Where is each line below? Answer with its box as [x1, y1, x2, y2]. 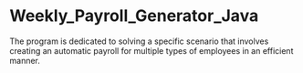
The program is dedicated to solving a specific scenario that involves [9, 36, 269, 47]
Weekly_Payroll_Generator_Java [9, 5, 259, 26]
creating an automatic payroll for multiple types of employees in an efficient [9, 45, 294, 56]
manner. [9, 55, 41, 66]
